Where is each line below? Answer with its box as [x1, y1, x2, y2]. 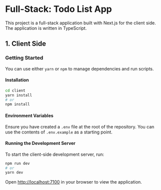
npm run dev [5, 161, 30, 166]
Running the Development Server [5, 140, 76, 146]
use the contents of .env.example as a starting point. [5, 129, 113, 135]
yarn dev [5, 170, 23, 175]
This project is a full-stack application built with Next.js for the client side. [5, 20, 156, 26]
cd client [5, 88, 26, 93]
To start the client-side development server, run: [5, 151, 105, 157]
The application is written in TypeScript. [5, 25, 87, 31]
